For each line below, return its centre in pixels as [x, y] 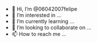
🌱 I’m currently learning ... [43, 21]
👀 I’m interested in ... [36, 15]
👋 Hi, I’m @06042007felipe [44, 9]
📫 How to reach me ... [39, 34]
